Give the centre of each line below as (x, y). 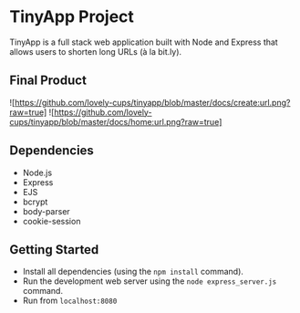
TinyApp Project (72, 17)
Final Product (48, 81)
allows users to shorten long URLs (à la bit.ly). (96, 51)
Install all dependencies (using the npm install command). (133, 272)
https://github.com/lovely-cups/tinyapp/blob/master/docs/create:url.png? (153, 102)
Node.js (37, 172)
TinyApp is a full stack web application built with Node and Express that (144, 42)
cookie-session (52, 221)
